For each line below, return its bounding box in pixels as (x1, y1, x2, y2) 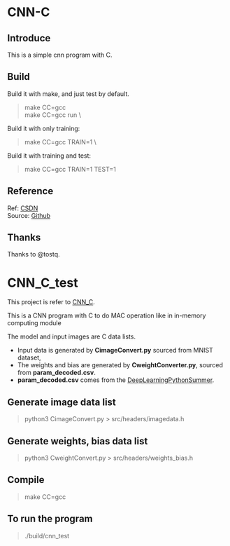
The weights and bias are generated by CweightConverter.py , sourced (17, 361, 224, 369)
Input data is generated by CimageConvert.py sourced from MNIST (17, 346, 213, 355)
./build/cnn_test (24, 531, 70, 540)
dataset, (17, 353, 41, 362)
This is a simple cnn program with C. (7, 50, 113, 59)
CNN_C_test (7, 275, 78, 291)
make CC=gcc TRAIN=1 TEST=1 (24, 165, 117, 173)
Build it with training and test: (7, 151, 92, 160)
